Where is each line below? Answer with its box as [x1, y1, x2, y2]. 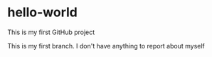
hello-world [7, 4, 78, 21]
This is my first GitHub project [7, 28, 95, 36]
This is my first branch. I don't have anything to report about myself [7, 41, 205, 50]
